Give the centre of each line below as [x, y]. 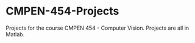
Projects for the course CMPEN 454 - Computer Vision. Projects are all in [97, 28]
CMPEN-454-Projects [62, 11]
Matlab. [15, 34]
